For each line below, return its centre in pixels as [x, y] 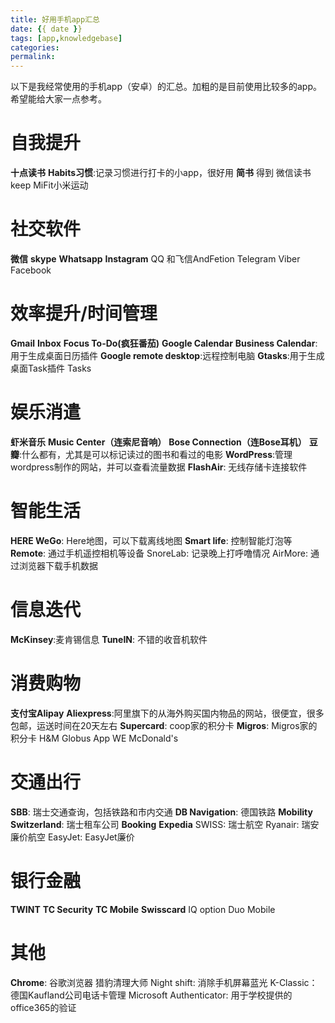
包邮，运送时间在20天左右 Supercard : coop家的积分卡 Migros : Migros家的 [164, 725]
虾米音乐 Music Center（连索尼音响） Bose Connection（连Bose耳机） [158, 442]
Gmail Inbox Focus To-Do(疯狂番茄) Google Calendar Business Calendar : [164, 343]
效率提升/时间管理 [84, 313]
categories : [35, 47]
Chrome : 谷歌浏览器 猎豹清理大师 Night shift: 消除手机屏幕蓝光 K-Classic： [164, 982]
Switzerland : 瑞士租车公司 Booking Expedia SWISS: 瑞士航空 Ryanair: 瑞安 [165, 824]
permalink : [33, 57]
